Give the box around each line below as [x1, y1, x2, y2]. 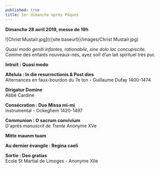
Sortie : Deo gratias [5, 152, 48, 158]
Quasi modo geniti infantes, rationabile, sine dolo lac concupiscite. [5, 46, 146, 52]
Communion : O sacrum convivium [5, 117, 81, 123]
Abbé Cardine [5, 92, 35, 98]
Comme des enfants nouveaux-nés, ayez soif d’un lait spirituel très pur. [5, 52, 155, 58]
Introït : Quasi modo [5, 61, 49, 67]
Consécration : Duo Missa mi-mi [5, 102, 75, 108]
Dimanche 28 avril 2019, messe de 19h [5, 26, 88, 32]
